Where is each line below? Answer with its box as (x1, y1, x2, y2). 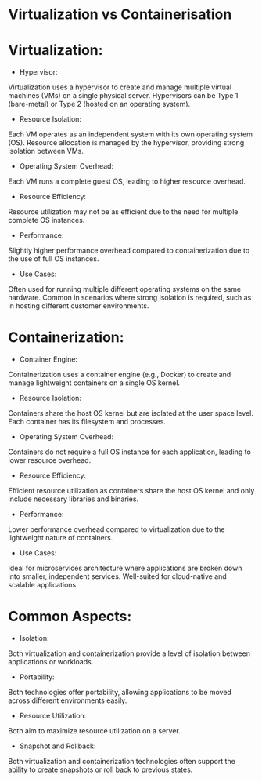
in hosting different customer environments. (8, 301, 149, 311)
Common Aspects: (8, 608, 132, 625)
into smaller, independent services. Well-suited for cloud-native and (8, 572, 227, 581)
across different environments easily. (8, 696, 127, 705)
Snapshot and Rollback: (19, 741, 96, 751)
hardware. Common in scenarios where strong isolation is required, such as (8, 293, 252, 303)
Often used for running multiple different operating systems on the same (8, 285, 242, 294)
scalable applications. (8, 580, 78, 590)
